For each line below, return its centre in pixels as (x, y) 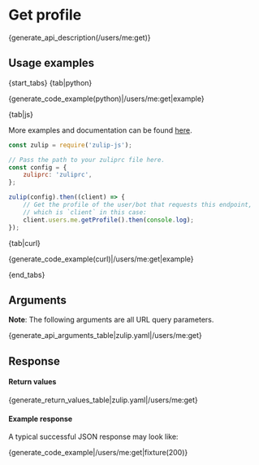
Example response (41, 419)
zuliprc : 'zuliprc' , (58, 175)
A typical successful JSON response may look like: (93, 436)
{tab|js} (21, 114)
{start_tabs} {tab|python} (50, 82)
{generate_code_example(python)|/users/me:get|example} (106, 99)
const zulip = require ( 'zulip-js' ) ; (70, 145)
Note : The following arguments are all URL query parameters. (111, 320)
